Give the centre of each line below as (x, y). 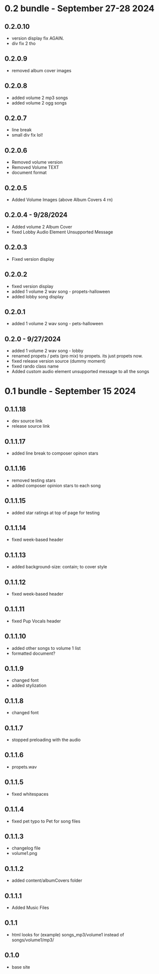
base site (21, 967)
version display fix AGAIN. (38, 38)
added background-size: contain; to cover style (60, 567)
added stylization (29, 685)
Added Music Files (30, 907)
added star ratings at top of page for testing (56, 513)
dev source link (27, 421)
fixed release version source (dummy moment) (59, 361)
